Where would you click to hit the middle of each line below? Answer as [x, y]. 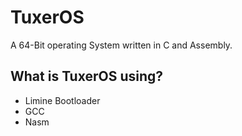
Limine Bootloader [62, 100]
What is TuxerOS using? [87, 76]
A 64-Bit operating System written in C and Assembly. [121, 45]
